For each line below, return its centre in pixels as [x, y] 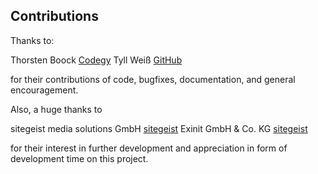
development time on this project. [79, 158]
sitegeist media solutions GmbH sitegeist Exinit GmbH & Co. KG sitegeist [159, 128]
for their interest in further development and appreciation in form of [149, 148]
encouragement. [44, 90]
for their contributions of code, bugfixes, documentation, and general [153, 79]
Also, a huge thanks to [56, 109]
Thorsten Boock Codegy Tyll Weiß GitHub [96, 60]
